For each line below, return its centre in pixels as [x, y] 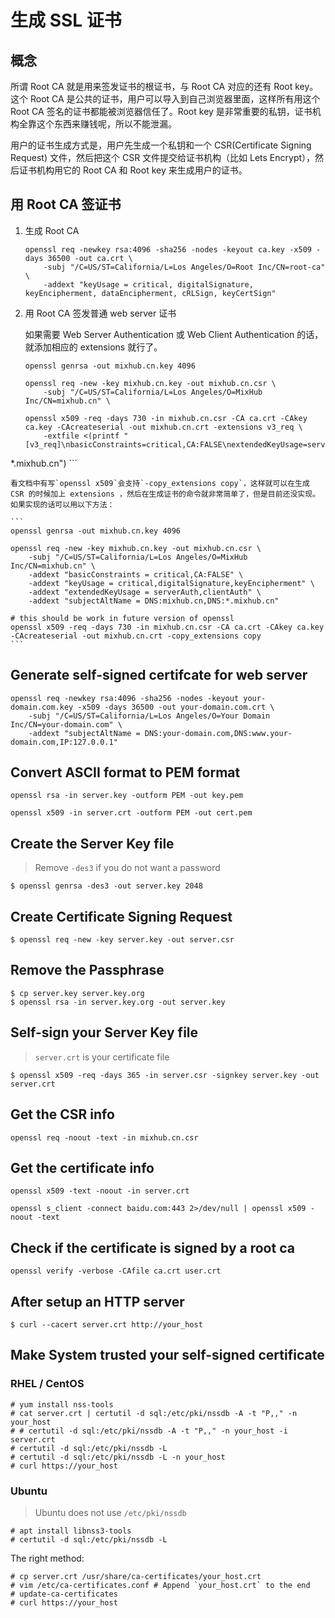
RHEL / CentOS [47, 1384]
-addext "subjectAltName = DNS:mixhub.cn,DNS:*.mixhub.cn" [154, 601]
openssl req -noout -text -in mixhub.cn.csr [104, 1137]
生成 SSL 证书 [66, 20]
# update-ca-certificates [64, 1594]
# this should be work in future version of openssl [122, 618]
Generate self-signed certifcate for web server [159, 675]
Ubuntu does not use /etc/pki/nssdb [110, 1512]
